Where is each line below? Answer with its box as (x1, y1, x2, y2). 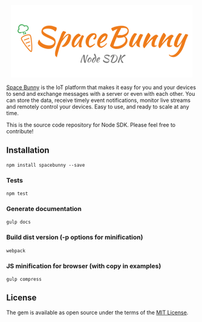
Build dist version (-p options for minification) (6, 233, 143, 241)
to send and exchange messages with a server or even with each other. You (6, 90, 195, 97)
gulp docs (6, 219, 31, 226)
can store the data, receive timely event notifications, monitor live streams (6, 96, 191, 104)
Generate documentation (6, 205, 82, 213)
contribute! (6, 128, 34, 135)
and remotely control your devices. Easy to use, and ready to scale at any (6, 103, 189, 110)
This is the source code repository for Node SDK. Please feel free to (6, 121, 176, 129)
